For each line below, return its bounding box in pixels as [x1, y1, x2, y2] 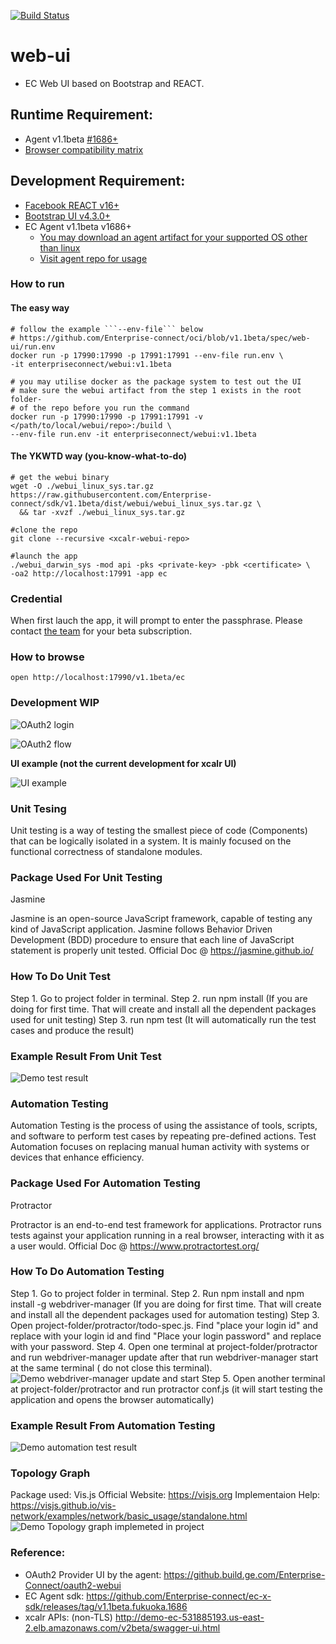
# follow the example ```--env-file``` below [10, 324, 203, 334]
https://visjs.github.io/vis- [10, 1500, 117, 1512]
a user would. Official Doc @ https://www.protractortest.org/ [10, 1240, 260, 1252]
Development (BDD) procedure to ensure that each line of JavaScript [10, 934, 295, 946]
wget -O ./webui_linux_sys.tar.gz [10, 481, 155, 491]
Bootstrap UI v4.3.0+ [24, 210, 112, 222]
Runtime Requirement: [10, 106, 154, 124]
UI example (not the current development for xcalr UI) [10, 757, 237, 769]
